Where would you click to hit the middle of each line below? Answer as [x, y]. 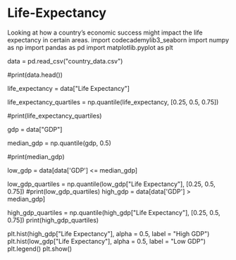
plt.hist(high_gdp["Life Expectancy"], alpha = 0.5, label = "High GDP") [108, 233]
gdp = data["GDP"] [35, 129]
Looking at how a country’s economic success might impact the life [105, 32]
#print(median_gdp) [36, 156]
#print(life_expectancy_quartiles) [55, 116]
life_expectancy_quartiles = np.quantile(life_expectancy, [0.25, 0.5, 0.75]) [113, 102]
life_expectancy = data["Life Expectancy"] [69, 88]
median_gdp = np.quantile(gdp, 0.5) [59, 143]
